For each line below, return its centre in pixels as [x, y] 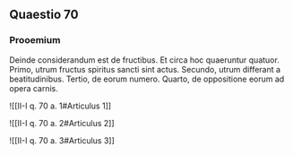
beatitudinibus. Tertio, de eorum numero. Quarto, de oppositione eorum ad [147, 79]
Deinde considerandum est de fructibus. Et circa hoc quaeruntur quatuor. [144, 60]
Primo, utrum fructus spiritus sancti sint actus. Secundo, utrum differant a [145, 69]
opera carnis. [34, 88]
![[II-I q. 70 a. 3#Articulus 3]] [62, 140]
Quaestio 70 [44, 15]
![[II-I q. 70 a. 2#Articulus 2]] [62, 123]
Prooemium [35, 40]
